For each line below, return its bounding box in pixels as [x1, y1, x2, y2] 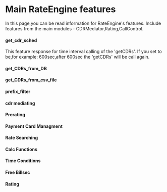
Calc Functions [5, 146, 38, 152]
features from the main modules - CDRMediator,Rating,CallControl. [5, 25, 144, 31]
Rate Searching [5, 135, 38, 141]
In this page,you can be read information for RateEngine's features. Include [5, 20, 161, 26]
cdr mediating [5, 100, 35, 106]
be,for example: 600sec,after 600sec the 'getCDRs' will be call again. [5, 54, 150, 60]
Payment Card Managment [5, 123, 63, 129]
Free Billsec [5, 169, 30, 175]
